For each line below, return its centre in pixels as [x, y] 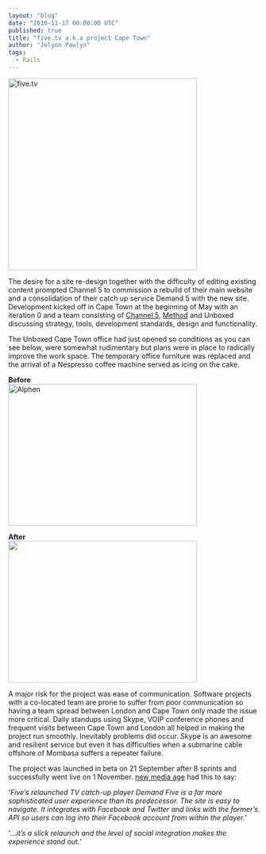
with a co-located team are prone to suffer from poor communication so [126, 702]
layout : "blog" [33, 16]
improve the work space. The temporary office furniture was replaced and [129, 355]
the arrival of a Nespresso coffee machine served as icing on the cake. [124, 364]
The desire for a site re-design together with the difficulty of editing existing [132, 281]
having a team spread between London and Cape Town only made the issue [133, 710]
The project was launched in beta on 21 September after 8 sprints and [122, 768]
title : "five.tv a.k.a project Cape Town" [79, 38]
